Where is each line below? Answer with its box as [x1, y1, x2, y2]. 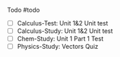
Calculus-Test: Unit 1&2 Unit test [16, 19, 108, 27]
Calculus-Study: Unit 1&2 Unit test [16, 27, 113, 35]
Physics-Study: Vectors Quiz [16, 43, 99, 51]
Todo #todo [7, 6, 40, 14]
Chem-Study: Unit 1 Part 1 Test [16, 34, 104, 43]
